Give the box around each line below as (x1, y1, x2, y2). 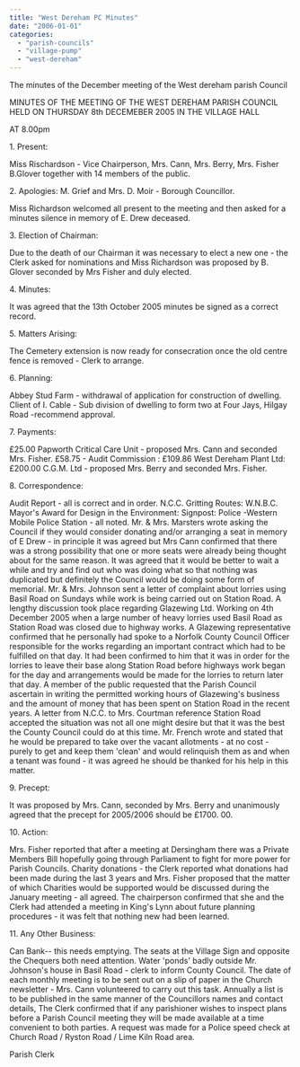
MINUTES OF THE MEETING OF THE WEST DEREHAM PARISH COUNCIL (9, 97, 278, 108)
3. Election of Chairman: (9, 230, 99, 241)
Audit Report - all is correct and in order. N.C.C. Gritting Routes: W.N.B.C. (9, 498, 278, 508)
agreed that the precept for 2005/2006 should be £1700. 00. (9, 809, 234, 820)
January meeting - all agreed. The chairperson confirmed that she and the (9, 892, 285, 903)
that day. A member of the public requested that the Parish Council (9, 679, 257, 690)
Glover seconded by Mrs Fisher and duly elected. (9, 267, 192, 277)
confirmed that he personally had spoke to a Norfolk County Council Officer (9, 631, 290, 642)
